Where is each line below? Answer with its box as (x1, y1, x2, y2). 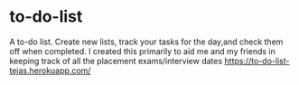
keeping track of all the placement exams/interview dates (9, 55, 223, 66)
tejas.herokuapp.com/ (9, 65, 91, 76)
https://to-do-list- (224, 55, 290, 66)
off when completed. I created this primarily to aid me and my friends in (9, 45, 276, 56)
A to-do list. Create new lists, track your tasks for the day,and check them (9, 36, 284, 47)
